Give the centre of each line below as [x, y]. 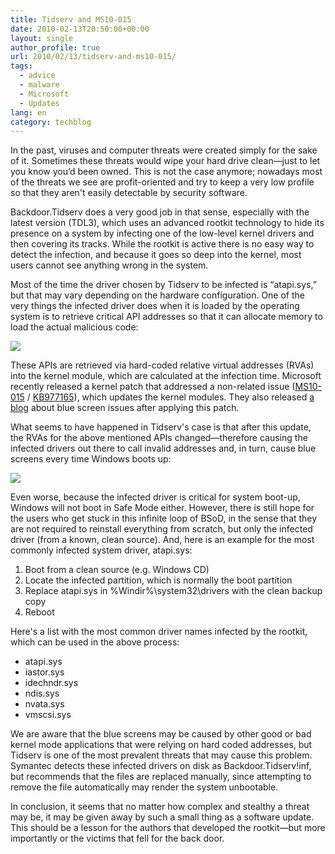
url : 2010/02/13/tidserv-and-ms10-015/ [93, 57]
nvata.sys [44, 704]
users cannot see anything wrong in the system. [109, 265]
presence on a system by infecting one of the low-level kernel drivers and [162, 233]
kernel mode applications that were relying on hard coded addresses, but [161, 745]
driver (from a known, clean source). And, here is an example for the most [162, 540]
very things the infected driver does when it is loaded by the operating [155, 306]
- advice [37, 76]
